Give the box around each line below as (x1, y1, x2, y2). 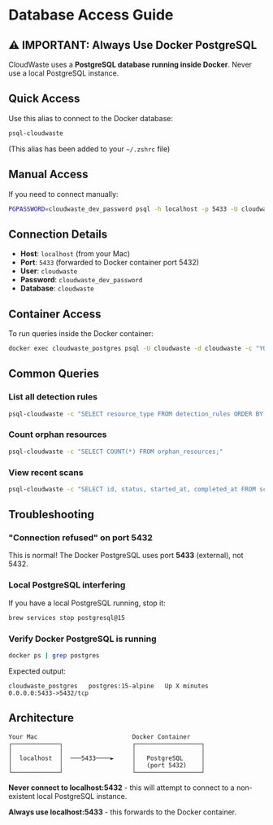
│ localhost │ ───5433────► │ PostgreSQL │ (8, 754, 206, 762)
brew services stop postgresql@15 (8, 613, 126, 622)
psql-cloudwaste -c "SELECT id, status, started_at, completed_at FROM (8, 485, 256, 493)
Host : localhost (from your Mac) (19, 249, 131, 259)
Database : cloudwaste (19, 283, 95, 294)
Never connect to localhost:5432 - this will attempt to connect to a (8, 783, 235, 792)
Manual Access (8, 168, 89, 181)
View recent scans (8, 466, 84, 478)
